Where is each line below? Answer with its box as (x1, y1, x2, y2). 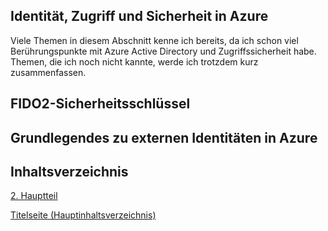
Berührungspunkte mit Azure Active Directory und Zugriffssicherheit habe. (10, 45, 317, 57)
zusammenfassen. (10, 66, 87, 78)
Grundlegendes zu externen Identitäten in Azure (10, 129, 318, 146)
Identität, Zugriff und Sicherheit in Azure (10, 8, 269, 25)
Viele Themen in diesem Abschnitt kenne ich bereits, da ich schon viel (10, 34, 299, 46)
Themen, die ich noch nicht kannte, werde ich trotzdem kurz (10, 55, 259, 68)
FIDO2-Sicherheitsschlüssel (10, 95, 191, 113)
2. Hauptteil (10, 190, 58, 202)
